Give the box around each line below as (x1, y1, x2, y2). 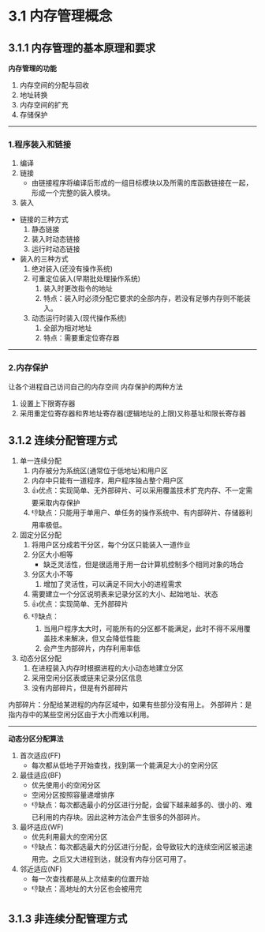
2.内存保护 (8, 363, 49, 374)
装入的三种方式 (19, 254, 69, 264)
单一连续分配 (19, 456, 62, 466)
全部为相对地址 (43, 323, 92, 333)
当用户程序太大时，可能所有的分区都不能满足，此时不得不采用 (43, 624, 244, 633)
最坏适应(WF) (19, 822, 65, 832)
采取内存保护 (38, 498, 80, 508)
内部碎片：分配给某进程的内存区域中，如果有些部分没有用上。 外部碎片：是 (8, 700, 252, 709)
